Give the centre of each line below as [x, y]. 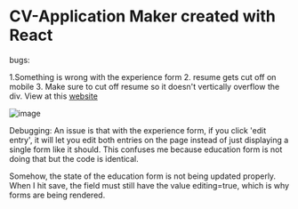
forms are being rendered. [57, 195]
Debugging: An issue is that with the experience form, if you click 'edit [138, 130]
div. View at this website [53, 96]
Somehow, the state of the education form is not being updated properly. [143, 176]
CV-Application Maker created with [142, 16]
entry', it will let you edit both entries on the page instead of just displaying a [149, 140]
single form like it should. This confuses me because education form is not [146, 149]
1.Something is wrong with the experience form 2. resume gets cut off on [143, 76]
